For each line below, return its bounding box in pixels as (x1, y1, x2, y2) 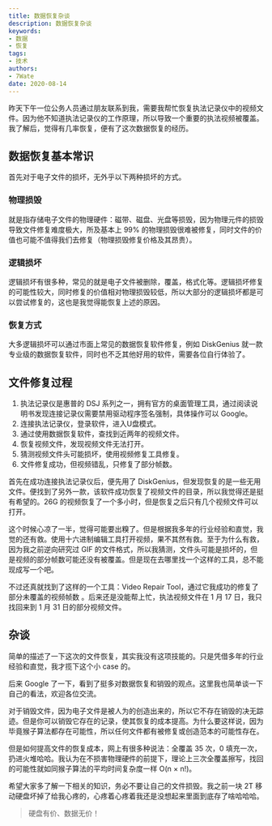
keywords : (8, 27, 42, 35)
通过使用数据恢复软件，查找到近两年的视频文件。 (19, 429, 184, 439)
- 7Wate (8, 72, 35, 80)
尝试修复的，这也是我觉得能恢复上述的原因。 (15, 297, 164, 306)
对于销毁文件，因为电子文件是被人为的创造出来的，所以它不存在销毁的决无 (8, 706, 257, 716)
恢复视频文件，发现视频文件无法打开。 (19, 439, 148, 449)
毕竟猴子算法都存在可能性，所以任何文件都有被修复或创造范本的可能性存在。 (8, 726, 264, 736)
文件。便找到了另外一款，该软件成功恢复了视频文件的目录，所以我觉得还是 (8, 487, 257, 497)
